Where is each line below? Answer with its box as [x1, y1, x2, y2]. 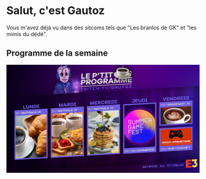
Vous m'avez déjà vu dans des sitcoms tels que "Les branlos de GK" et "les [6, 24, 197, 31]
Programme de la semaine [6, 48, 109, 59]
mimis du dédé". [6, 30, 48, 37]
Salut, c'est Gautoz [6, 4, 105, 18]
